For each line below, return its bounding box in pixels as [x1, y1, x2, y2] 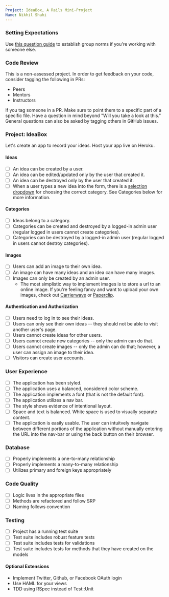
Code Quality [5, 480, 39, 488]
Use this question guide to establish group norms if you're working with [5, 41, 156, 47]
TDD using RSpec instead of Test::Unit [12, 586, 93, 592]
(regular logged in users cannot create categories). [12, 229, 120, 235]
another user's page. [12, 326, 57, 333]
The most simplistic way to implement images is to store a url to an [20, 281, 161, 287]
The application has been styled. [12, 379, 82, 386]
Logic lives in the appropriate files [12, 492, 84, 498]
